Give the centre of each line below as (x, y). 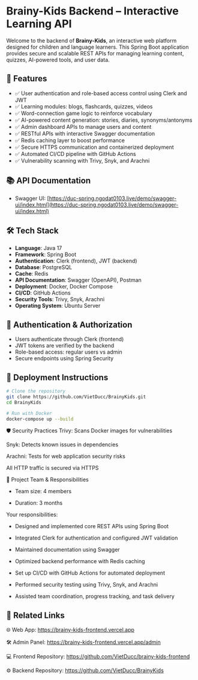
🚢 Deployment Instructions (57, 377)
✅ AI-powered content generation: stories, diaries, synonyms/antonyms (104, 120)
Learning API (39, 24)
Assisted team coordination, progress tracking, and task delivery (95, 596)
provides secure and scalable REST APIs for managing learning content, (95, 53)
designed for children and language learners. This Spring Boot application (97, 47)
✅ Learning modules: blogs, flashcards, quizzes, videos (84, 106)
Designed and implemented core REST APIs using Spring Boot (92, 526)
